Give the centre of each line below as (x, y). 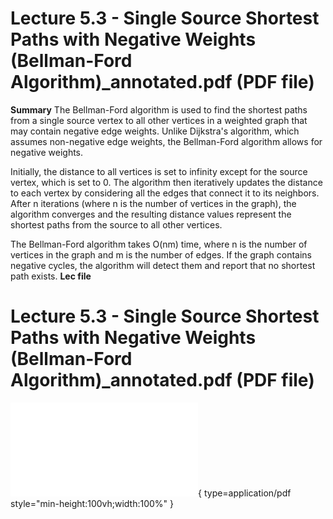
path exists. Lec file (51, 276)
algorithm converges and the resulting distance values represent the (151, 214)
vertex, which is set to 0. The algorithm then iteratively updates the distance (166, 182)
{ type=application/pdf (245, 493)
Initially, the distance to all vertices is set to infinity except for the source (159, 171)
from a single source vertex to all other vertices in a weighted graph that (159, 120)
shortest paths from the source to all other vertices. (116, 224)
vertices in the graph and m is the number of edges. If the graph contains (161, 254)
